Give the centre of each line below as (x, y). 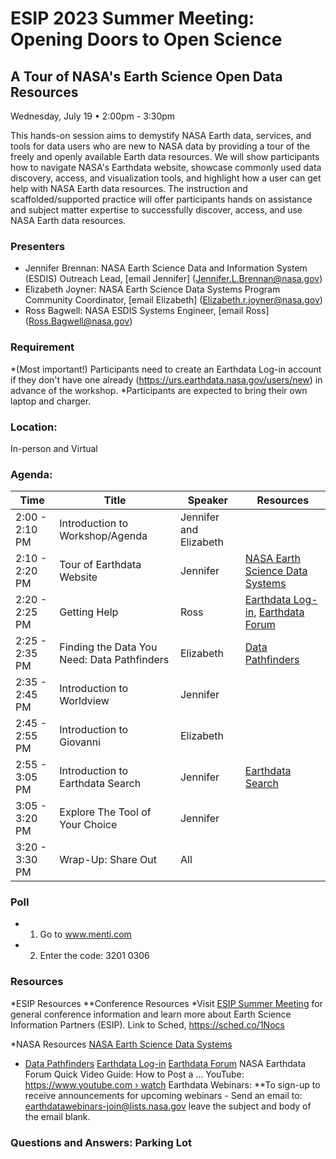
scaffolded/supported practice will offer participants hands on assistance (161, 199)
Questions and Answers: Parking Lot (101, 1142)
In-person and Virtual (54, 448)
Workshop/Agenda (103, 536)
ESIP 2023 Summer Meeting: (132, 18)
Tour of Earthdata (100, 565)
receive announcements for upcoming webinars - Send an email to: (163, 1095)
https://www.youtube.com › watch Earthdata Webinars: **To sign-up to (172, 1084)
